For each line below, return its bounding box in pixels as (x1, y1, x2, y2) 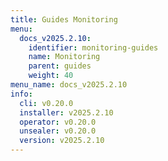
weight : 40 (28, 71, 74, 81)
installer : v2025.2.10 (19, 107, 114, 118)
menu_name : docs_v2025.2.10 (10, 80, 128, 90)
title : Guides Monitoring (10, 14, 118, 25)
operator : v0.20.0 (19, 117, 97, 127)
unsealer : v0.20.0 (19, 126, 97, 136)
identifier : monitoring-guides (28, 42, 159, 53)
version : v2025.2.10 (19, 136, 105, 146)
